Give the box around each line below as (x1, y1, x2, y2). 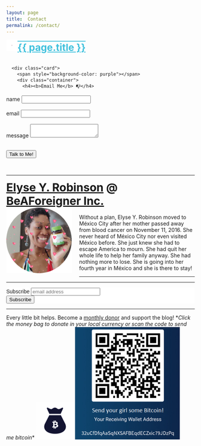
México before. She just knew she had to (79, 239, 180, 246)
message (6, 132, 29, 139)
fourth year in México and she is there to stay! (79, 264, 193, 272)
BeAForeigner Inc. (6, 194, 105, 208)
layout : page (6, 10, 39, 16)
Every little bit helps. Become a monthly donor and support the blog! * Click (6, 314, 191, 321)
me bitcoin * (6, 434, 35, 441)
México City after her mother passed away (79, 220, 184, 227)
